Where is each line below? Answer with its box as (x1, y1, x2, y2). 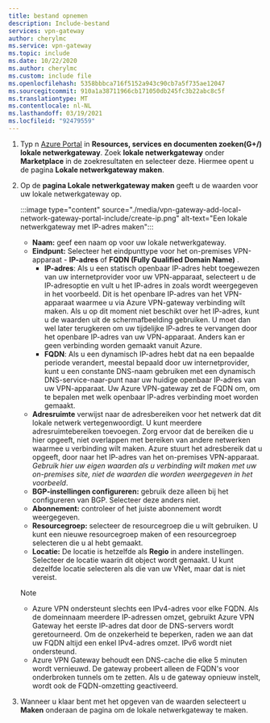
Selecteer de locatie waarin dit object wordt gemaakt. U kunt (31, 555, 234, 565)
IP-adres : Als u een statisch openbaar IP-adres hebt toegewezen (44, 263, 260, 273)
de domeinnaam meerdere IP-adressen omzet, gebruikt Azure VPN (31, 612, 255, 622)
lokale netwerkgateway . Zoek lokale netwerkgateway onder (19, 147, 225, 158)
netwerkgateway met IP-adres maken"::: (19, 221, 154, 231)
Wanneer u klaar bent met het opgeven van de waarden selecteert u (19, 696, 247, 706)
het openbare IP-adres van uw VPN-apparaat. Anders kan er (44, 332, 246, 342)
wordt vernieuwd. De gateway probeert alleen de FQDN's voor (31, 663, 240, 673)
